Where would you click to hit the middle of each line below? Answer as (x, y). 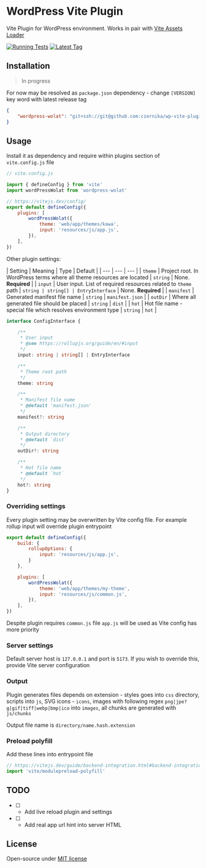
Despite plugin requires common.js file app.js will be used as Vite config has (102, 623)
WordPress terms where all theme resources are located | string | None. (98, 277)
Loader (15, 34)
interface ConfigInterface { (44, 321)
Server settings (30, 646)
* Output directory (45, 434)
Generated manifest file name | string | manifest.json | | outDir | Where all (101, 296)
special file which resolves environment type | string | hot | (82, 310)
